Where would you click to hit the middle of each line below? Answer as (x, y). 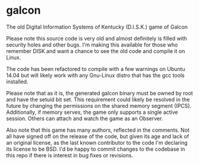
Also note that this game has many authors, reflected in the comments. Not (98, 130)
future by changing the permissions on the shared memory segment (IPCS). (99, 105)
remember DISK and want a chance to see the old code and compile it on (96, 51)
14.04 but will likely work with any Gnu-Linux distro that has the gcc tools (96, 75)
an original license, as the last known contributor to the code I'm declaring (97, 142)
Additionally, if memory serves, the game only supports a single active (92, 112)
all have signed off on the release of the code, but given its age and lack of (98, 136)
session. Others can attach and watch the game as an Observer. (85, 118)
